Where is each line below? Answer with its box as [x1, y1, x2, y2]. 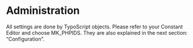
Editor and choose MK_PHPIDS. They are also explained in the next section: [6, 29, 188, 36]
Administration [6, 4, 80, 17]
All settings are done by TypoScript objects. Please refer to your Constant [6, 23, 183, 30]
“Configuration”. [6, 35, 45, 42]
